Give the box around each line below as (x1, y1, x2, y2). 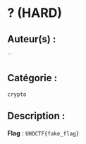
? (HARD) (7, 5, 62, 21)
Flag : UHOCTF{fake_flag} (7, 128, 80, 137)
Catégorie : (7, 72, 58, 84)
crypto (7, 90, 27, 98)
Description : (7, 110, 66, 122)
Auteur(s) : (7, 33, 56, 45)
